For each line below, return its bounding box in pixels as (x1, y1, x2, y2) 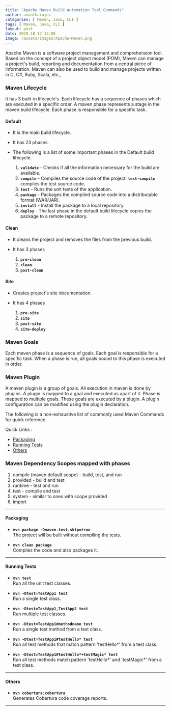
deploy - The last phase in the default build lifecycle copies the (20, 208, 152, 214)
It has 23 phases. (12, 140, 49, 146)
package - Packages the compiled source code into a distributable (20, 192, 158, 198)
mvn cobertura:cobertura (12, 691, 66, 696)
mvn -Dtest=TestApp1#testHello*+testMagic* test (12, 652, 118, 658)
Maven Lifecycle (5, 84, 47, 91)
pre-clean (20, 257, 42, 262)
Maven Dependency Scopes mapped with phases (5, 460, 130, 467)
